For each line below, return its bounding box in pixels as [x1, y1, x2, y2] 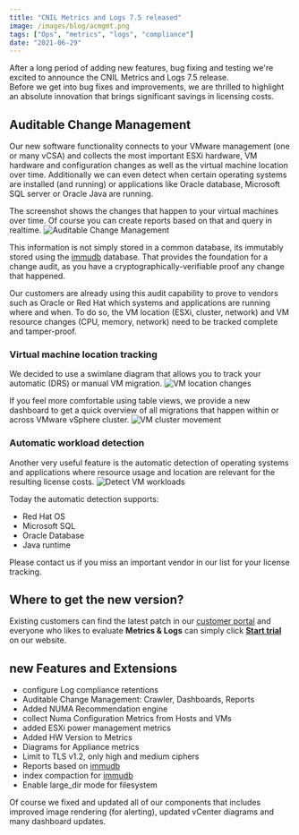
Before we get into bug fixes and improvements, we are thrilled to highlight [9, 81, 285, 92]
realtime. [9, 225, 42, 235]
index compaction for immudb [21, 771, 133, 781]
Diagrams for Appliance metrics [21, 742, 140, 753]
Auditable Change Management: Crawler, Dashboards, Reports [21, 694, 255, 705]
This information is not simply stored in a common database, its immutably [9, 243, 284, 253]
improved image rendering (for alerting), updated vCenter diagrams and [9, 806, 275, 817]
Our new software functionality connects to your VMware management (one [9, 141, 291, 152]
